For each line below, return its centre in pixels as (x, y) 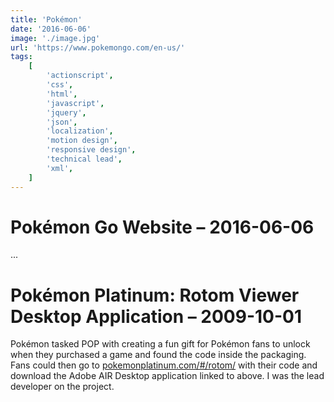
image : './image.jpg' (55, 38)
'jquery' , (66, 112)
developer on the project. (62, 387)
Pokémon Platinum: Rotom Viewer (155, 295)
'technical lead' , (84, 159)
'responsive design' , (91, 150)
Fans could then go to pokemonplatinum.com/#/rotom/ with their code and (164, 365)
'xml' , (60, 168)
